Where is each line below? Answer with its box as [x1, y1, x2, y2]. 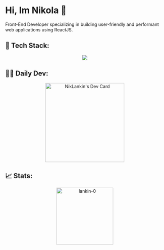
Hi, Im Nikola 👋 [5, 5, 67, 16]
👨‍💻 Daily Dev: [5, 69, 49, 78]
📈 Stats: [5, 172, 33, 180]
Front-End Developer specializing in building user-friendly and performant [5, 21, 159, 27]
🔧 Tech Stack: [5, 41, 49, 50]
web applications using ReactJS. [5, 26, 73, 32]
